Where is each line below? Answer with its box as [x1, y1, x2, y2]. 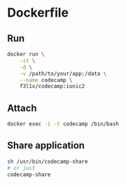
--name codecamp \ [19, 76, 73, 84]
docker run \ [7, 51, 45, 58]
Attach [7, 102, 37, 114]
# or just [7, 164, 36, 171]
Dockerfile [7, 5, 69, 21]
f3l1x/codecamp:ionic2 [19, 83, 85, 90]
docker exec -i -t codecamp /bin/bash [7, 121, 119, 127]
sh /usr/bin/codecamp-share [7, 158, 89, 165]
